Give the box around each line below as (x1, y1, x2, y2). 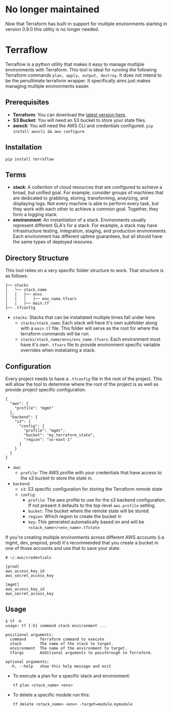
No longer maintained (5, 4, 100, 15)
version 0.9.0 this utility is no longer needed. (5, 26, 100, 32)
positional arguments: (5, 632, 54, 637)
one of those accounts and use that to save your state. (5, 545, 121, 551)
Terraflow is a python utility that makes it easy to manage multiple (5, 61, 145, 67)
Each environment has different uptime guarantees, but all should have (12, 233, 163, 240)
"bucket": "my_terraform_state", (24, 432, 95, 438)
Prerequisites (5, 98, 49, 106)
